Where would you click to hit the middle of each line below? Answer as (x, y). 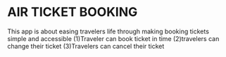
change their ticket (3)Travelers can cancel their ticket (86, 46)
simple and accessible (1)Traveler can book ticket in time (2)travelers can (113, 38)
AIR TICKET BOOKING (73, 12)
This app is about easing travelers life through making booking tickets (108, 31)
